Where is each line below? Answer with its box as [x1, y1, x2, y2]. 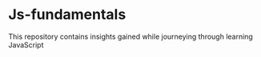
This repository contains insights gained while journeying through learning [8, 32, 254, 41]
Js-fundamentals [8, 6, 126, 24]
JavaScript [8, 40, 44, 49]
